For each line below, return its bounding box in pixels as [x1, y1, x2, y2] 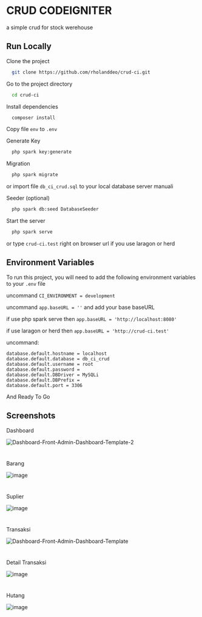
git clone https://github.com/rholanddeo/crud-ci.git [12, 69, 150, 75]
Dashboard [6, 427, 35, 434]
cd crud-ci [12, 92, 39, 98]
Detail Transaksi [6, 559, 47, 566]
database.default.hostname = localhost [6, 350, 107, 357]
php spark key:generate [12, 149, 72, 155]
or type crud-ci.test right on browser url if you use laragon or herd [6, 240, 175, 247]
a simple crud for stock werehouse [6, 24, 93, 31]
